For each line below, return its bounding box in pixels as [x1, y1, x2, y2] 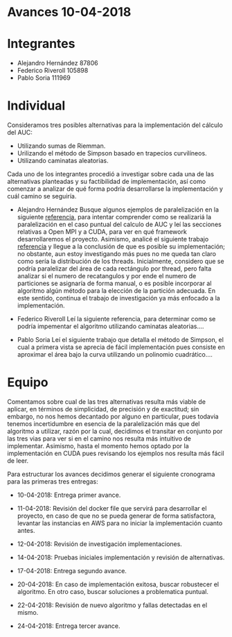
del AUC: [7, 128, 33, 137]
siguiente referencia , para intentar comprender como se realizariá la [17, 213, 212, 221]
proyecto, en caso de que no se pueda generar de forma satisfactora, [17, 511, 216, 520]
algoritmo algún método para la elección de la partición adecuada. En [17, 287, 216, 295]
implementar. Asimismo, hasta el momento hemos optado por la [7, 442, 189, 450]
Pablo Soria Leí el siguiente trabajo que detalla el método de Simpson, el [17, 336, 224, 344]
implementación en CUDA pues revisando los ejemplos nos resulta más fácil [7, 449, 224, 457]
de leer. [7, 457, 29, 465]
